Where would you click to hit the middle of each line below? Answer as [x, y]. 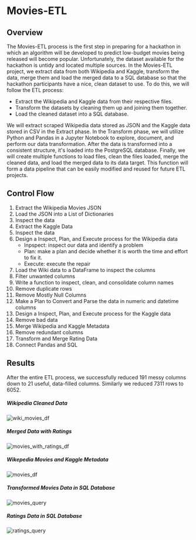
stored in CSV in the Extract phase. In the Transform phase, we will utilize [95, 131]
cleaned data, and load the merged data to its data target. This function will [97, 163]
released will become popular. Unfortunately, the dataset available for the [95, 59]
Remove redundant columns [49, 332]
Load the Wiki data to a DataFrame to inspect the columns [85, 270]
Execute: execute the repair [57, 264]
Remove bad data [36, 320]
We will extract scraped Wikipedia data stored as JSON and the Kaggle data [98, 125]
